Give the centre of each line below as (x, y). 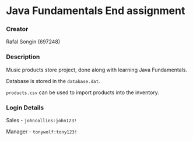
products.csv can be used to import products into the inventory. (83, 92)
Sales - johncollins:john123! (41, 121)
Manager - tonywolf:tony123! (42, 132)
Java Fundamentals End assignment (96, 11)
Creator (17, 29)
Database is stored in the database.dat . (53, 81)
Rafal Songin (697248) (33, 42)
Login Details (25, 108)
